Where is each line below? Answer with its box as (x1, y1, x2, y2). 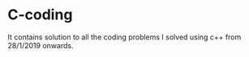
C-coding (7, 6, 73, 24)
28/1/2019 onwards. (7, 40, 74, 50)
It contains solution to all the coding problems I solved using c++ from (7, 32, 242, 42)
